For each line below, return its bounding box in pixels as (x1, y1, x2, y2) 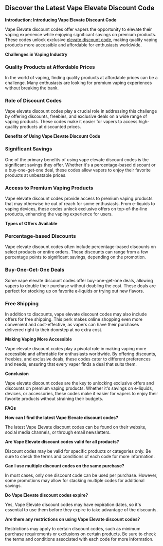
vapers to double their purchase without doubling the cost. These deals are (5, 283, 156, 289)
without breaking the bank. (5, 85, 59, 91)
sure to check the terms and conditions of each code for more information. (5, 453, 155, 459)
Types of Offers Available (5, 221, 57, 226)
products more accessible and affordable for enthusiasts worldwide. (5, 42, 142, 48)
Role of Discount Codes (5, 97, 62, 104)
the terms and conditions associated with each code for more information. (5, 536, 154, 542)
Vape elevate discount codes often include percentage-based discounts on (5, 244, 156, 250)
